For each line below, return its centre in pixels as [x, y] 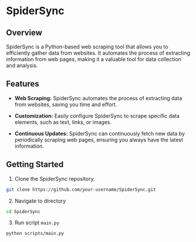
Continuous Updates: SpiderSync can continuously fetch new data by [100, 133]
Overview [24, 33]
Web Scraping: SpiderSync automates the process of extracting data [98, 98]
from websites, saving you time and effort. [66, 104]
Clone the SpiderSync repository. [55, 178]
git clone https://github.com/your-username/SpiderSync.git [81, 190]
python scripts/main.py [35, 234]
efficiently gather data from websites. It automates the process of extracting [98, 53]
